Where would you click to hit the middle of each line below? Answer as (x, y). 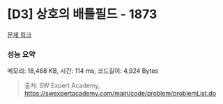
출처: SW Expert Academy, (62, 86)
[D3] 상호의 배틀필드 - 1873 (82, 14)
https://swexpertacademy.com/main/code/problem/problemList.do (120, 94)
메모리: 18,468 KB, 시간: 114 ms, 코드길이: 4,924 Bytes (83, 71)
